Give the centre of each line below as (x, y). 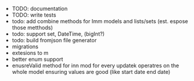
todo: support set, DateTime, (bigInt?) (58, 34)
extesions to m (30, 53)
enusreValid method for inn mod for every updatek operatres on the (95, 66)
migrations (25, 46)
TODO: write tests (34, 15)
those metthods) (32, 27)
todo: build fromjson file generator (54, 40)
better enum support (38, 59)
